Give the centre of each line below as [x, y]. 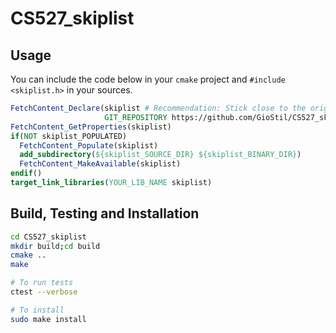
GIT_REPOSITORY [136, 117]
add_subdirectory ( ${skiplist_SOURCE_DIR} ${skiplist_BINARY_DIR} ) [160, 155]
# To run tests [42, 283]
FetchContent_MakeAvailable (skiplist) [100, 164]
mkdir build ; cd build [55, 246]
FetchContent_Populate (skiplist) [89, 145]
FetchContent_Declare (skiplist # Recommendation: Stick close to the [158, 108]
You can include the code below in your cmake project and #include [148, 79]
